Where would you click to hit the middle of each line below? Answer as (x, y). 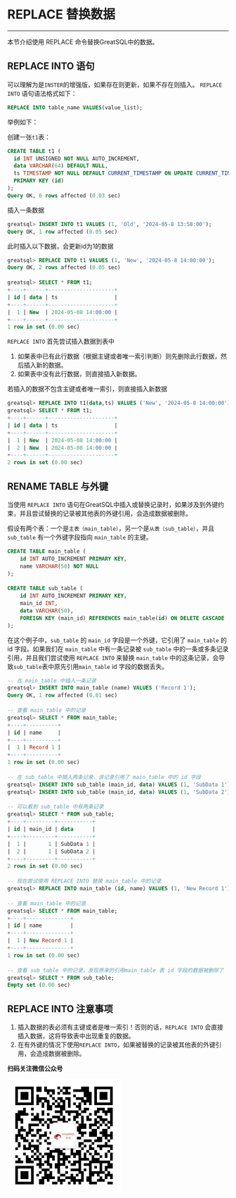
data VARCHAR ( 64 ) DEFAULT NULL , (61, 166)
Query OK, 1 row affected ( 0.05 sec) (63, 232)
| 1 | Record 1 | (34, 747)
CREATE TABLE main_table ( (47, 551)
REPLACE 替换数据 (61, 14)
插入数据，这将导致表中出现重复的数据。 (76, 1036)
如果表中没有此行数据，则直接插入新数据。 (79, 374)
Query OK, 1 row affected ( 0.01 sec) (63, 695)
